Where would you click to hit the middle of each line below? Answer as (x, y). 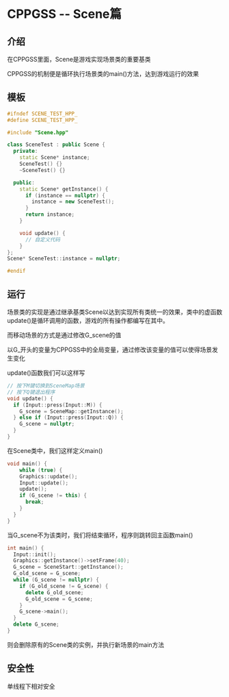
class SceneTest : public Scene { (56, 145)
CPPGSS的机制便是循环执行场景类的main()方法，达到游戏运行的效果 (103, 74)
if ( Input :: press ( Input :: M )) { (58, 405)
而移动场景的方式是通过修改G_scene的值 (64, 335)
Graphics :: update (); (49, 476)
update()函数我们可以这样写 (46, 373)
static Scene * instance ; (55, 158)
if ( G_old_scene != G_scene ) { (64, 586)
